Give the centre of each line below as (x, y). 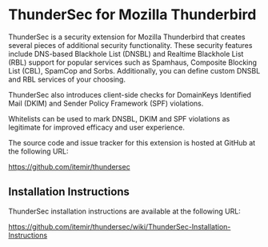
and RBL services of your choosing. (67, 79)
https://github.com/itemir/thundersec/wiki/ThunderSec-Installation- (120, 226)
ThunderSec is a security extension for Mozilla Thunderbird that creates (127, 37)
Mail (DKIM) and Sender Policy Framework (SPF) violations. (106, 103)
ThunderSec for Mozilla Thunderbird (132, 15)
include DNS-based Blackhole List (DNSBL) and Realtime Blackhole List (126, 54)
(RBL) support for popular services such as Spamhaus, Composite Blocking (133, 62)
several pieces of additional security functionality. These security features (130, 45)
